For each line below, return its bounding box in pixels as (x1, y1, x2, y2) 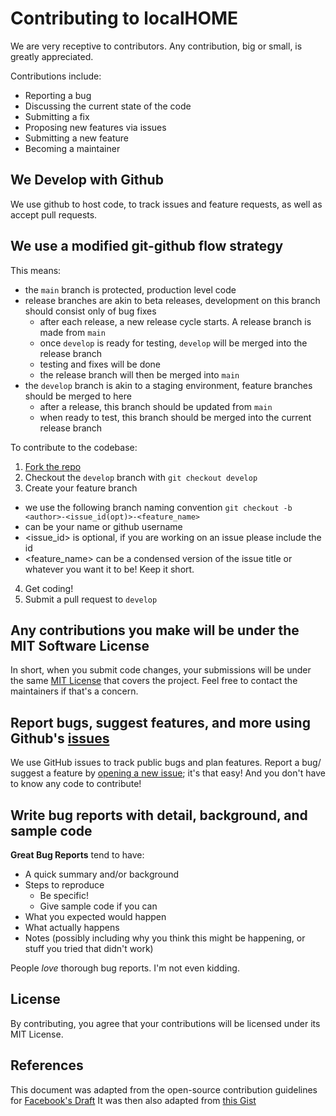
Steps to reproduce (24, 879, 105, 891)
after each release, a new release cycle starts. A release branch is (39, 315, 312, 327)
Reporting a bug (24, 89, 92, 101)
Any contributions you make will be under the (10, 622, 300, 639)
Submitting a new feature (24, 132, 129, 144)
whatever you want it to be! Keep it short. (24, 563, 195, 575)
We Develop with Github (10, 172, 164, 189)
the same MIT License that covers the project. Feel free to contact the (10, 675, 298, 687)
